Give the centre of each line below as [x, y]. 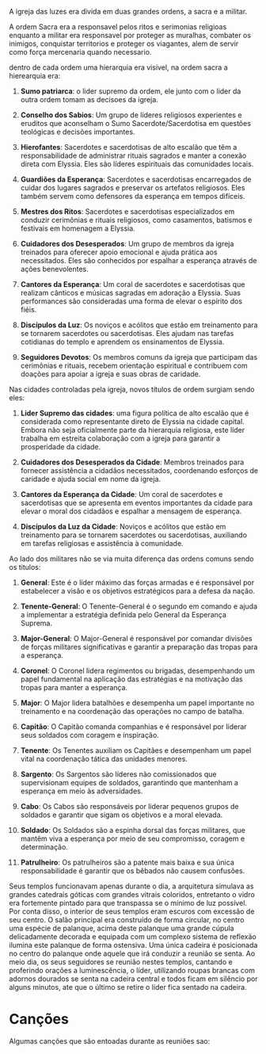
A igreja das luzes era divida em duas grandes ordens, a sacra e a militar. [128, 11]
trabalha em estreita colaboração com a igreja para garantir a [120, 438]
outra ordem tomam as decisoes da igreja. [89, 99]
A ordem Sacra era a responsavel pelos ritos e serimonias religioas [118, 27]
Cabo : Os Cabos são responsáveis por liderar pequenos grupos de [129, 806]
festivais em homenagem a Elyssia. [78, 228]
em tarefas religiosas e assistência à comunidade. [102, 543]
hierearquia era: [35, 76]
